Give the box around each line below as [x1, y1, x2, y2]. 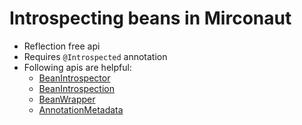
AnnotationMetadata [38, 103, 124, 116]
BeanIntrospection [38, 82, 115, 94]
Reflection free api [23, 40, 101, 52]
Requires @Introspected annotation [23, 50, 168, 62]
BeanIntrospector [38, 72, 111, 84]
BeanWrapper [38, 93, 96, 105]
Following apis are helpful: [23, 61, 132, 73]
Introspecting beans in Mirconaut [9, 7, 292, 30]
